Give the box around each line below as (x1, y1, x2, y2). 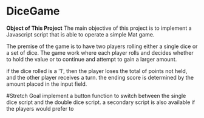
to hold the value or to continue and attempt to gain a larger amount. (6, 55, 177, 63)
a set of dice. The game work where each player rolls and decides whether (6, 49, 194, 56)
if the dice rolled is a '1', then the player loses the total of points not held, (6, 67, 188, 74)
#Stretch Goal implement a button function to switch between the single (6, 92, 186, 99)
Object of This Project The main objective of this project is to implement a (6, 24, 192, 32)
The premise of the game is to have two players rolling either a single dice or (6, 43, 198, 50)
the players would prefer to (6, 105, 74, 112)
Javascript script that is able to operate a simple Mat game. (6, 30, 155, 38)
